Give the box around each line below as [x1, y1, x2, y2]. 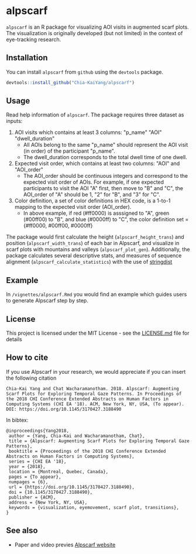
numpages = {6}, [8, 479, 49, 485]
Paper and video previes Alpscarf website [14, 541, 116, 548]
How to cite [6, 353, 49, 363]
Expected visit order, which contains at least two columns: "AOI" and [14, 160, 180, 167]
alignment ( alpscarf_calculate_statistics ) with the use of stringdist [6, 259, 173, 266]
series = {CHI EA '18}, [8, 458, 67, 464]
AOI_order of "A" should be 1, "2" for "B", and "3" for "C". [23, 191, 161, 198]
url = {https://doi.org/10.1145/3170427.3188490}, [8, 484, 135, 490]
